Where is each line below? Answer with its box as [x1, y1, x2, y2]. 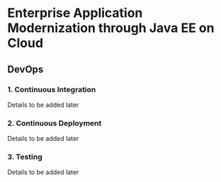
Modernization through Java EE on [7, 20, 215, 36]
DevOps [7, 63, 44, 75]
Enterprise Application [7, 5, 143, 21]
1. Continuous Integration [7, 84, 96, 94]
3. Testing [7, 152, 42, 162]
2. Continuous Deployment [7, 118, 102, 128]
